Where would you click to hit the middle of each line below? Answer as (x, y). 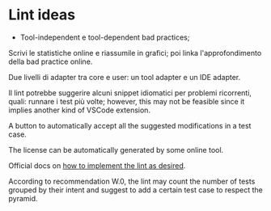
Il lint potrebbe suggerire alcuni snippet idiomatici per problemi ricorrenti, (130, 93)
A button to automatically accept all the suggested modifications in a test (130, 125)
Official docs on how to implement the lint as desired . (97, 165)
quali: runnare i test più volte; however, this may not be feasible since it (127, 101)
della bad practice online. (51, 61)
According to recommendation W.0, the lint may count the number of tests (132, 181)
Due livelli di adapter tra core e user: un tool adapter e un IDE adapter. (125, 77)
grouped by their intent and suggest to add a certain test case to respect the (135, 190)
